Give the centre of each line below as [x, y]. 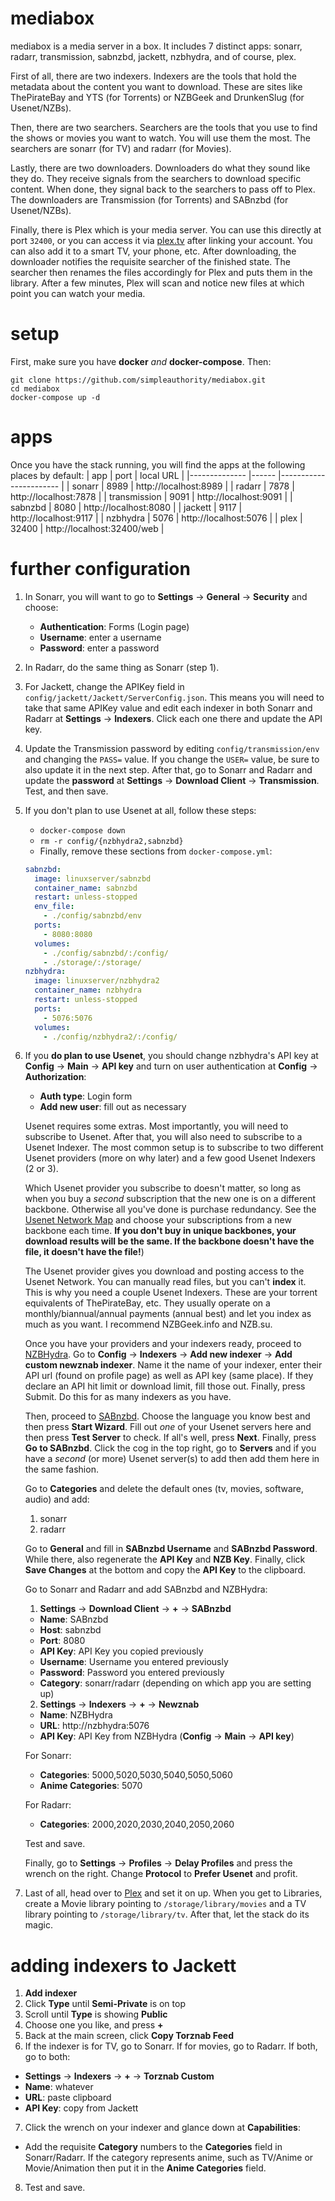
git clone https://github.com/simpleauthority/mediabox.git [138, 380]
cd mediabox [35, 388]
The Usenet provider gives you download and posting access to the [164, 1271]
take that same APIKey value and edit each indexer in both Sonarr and [168, 708]
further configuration [100, 569]
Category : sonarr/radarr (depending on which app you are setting [175, 1683]
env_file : [54, 907]
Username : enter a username [100, 637]
